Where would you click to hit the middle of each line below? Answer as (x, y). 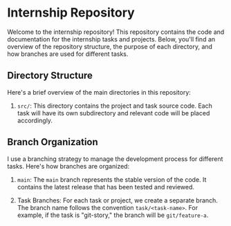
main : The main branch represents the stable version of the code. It (112, 179)
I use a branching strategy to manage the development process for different (115, 159)
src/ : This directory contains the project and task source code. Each (114, 106)
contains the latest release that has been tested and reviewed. (106, 187)
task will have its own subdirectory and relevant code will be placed (113, 113)
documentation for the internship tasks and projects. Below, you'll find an (111, 39)
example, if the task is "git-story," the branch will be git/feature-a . (113, 215)
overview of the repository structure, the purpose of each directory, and (110, 46)
